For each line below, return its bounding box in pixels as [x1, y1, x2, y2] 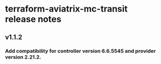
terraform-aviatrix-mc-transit [5, 3, 128, 15]
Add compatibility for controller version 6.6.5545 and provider [5, 48, 156, 54]
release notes [5, 14, 62, 25]
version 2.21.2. [5, 53, 41, 60]
